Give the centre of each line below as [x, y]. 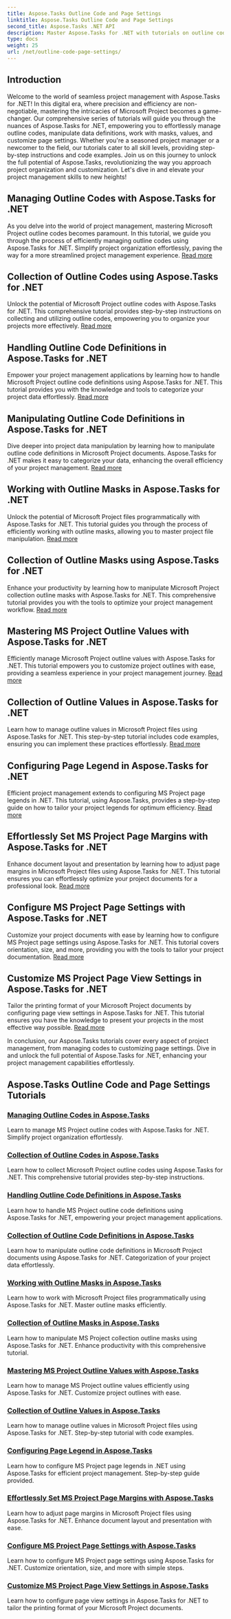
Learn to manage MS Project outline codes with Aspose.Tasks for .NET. [108, 1130]
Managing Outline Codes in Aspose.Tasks [78, 1114]
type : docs [23, 39]
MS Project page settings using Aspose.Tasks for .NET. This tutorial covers [113, 942]
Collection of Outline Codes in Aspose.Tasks [83, 1155]
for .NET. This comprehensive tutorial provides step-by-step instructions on [114, 311]
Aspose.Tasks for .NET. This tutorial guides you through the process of [108, 524]
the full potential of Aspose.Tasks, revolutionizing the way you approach [109, 162]
